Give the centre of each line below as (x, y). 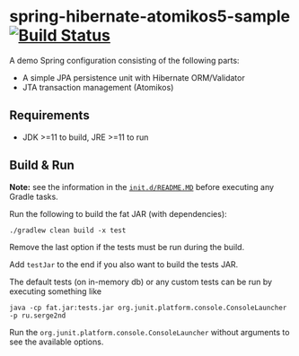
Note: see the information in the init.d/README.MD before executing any (142, 187)
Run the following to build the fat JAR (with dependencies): (118, 213)
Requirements (49, 115)
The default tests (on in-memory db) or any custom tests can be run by (141, 282)
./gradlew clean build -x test (68, 230)
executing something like (55, 291)
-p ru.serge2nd (38, 316)
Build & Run (42, 165)
